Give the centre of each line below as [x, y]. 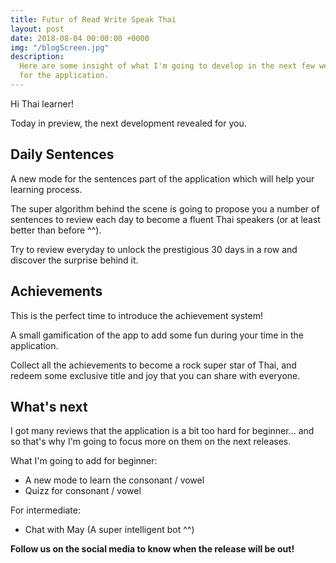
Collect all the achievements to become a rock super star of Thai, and [153, 365]
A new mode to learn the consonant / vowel [114, 480]
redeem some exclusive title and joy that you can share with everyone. [155, 375]
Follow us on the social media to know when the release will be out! [152, 549]
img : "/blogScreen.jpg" [60, 47]
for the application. [64, 76]
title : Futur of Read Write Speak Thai [93, 19]
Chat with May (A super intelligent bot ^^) [109, 530]
